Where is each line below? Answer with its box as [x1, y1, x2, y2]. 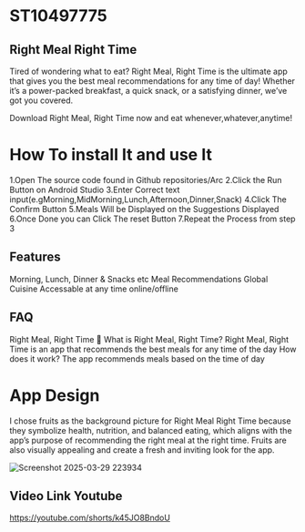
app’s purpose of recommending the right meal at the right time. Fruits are [9, 435, 287, 445]
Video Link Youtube [9, 488, 123, 504]
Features [9, 250, 61, 265]
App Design [9, 384, 100, 405]
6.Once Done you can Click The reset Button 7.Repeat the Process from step [9, 213, 296, 224]
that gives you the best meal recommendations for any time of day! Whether [9, 76, 296, 87]
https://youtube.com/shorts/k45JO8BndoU [9, 512, 171, 524]
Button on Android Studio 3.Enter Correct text [9, 184, 180, 195]
